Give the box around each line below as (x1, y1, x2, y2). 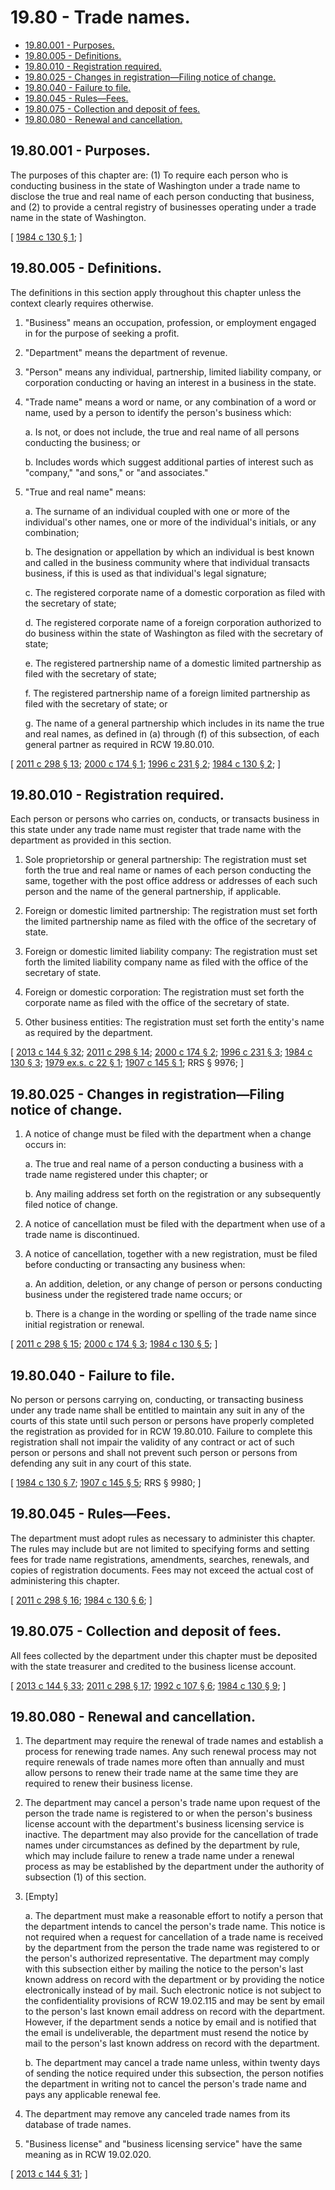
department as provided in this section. (10, 834, 172, 846)
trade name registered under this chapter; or (24, 1169, 209, 1181)
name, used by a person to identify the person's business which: (24, 406, 292, 418)
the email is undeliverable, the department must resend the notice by (24, 2027, 309, 2039)
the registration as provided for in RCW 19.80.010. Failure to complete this (10, 1426, 313, 1437)
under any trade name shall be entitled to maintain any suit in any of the (10, 1404, 305, 1416)
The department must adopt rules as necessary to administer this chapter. (10, 1532, 316, 1544)
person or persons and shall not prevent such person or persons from (10, 1447, 298, 1458)
